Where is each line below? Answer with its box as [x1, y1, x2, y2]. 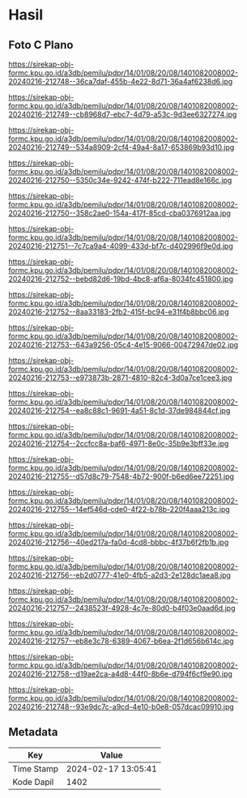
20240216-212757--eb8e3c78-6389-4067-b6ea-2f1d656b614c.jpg [8, 636, 234, 646]
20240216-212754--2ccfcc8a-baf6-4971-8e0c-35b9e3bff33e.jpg [8, 439, 229, 448]
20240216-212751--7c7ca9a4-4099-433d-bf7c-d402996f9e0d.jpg [8, 241, 233, 250]
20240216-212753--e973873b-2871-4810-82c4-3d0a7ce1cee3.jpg [8, 373, 232, 382]
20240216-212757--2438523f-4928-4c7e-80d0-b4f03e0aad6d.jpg [8, 604, 236, 612]
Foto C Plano [8, 38, 74, 52]
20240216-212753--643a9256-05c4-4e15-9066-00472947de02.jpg [8, 340, 239, 349]
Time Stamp [12, 763, 59, 775]
